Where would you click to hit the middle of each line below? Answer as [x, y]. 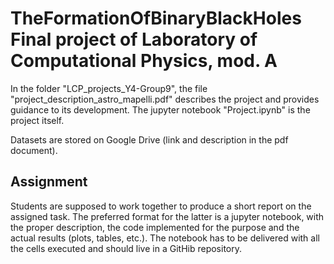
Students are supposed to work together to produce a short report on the [161, 206]
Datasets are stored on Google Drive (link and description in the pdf [149, 139]
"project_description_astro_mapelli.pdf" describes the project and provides [165, 99]
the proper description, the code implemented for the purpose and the [155, 227]
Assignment [49, 182]
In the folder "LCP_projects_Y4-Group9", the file [109, 88]
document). [34, 150]
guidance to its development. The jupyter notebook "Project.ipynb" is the [160, 109]
